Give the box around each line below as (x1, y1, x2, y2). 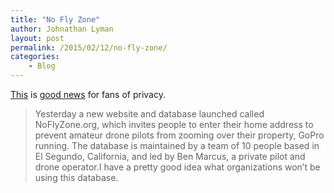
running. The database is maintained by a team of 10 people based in (34, 140, 320, 151)
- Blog (28, 61, 56, 71)
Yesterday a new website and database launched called (34, 108, 265, 120)
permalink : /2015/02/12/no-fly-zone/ (10, 42, 168, 53)
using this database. (34, 172, 119, 183)
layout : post (10, 33, 65, 43)
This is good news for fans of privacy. (10, 89, 166, 100)
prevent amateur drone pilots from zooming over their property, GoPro (34, 129, 325, 141)
